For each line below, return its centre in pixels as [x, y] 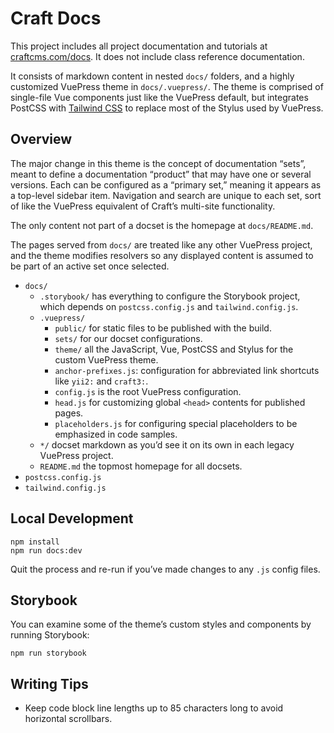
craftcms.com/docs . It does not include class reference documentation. [157, 56]
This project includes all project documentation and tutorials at [139, 46]
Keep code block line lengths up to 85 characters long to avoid [154, 708]
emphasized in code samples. [116, 434]
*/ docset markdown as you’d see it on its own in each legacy [167, 444]
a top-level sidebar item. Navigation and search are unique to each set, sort [166, 195]
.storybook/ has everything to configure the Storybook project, [170, 296]
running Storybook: [50, 635]
